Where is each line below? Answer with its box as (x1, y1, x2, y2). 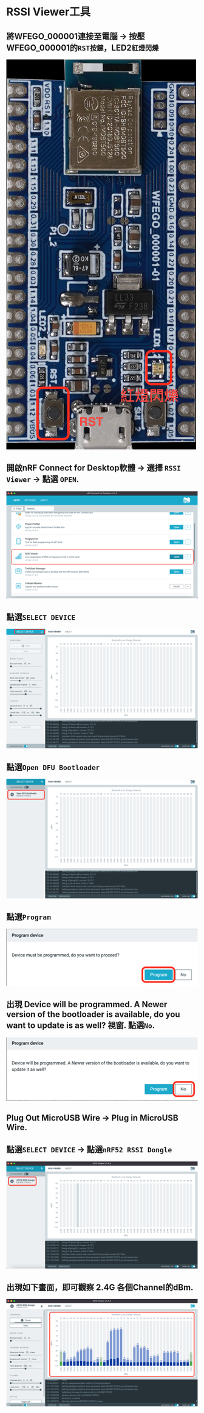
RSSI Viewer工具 (6, 5, 91, 19)
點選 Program (6, 912, 52, 923)
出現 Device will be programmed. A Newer (6, 999, 168, 1010)
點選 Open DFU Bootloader (6, 762, 100, 772)
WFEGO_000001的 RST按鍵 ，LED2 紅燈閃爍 (6, 43, 159, 53)
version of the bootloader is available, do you (6, 1009, 180, 1020)
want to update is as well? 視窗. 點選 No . (6, 1021, 155, 1031)
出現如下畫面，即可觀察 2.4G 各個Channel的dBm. (6, 1282, 194, 1292)
